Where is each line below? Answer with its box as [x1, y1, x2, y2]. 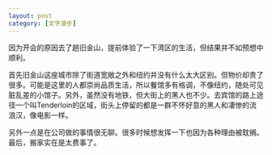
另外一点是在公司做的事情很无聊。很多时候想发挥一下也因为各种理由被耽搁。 [8, 127, 264, 137]
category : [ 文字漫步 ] [8, 19, 77, 27]
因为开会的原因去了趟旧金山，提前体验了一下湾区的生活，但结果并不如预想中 [8, 42, 264, 52]
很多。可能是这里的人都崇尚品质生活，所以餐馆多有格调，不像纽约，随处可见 [8, 80, 264, 90]
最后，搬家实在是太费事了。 [8, 137, 101, 147]
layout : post [8, 11, 53, 20]
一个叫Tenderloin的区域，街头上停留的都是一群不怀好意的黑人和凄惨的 [15, 100, 250, 110]
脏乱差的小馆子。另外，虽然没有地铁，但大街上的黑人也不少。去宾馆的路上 [8, 90, 257, 99]
